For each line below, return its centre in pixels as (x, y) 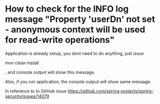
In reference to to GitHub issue (36, 91)
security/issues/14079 (27, 96)
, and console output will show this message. (50, 72)
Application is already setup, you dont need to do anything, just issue (74, 53)
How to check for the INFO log (67, 9)
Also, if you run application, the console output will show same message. (78, 82)
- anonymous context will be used (75, 30)
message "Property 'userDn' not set (80, 19)
